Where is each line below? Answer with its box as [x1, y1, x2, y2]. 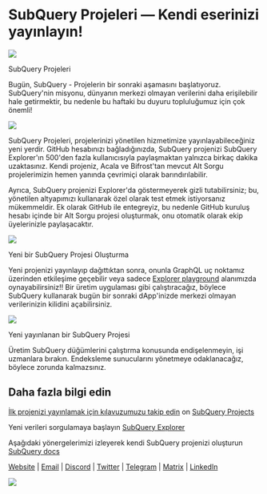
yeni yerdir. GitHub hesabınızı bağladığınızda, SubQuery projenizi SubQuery [8, 144, 257, 154]
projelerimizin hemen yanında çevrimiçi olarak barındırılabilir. [8, 170, 208, 179]
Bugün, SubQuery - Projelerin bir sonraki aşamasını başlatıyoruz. [8, 79, 221, 89]
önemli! [8, 105, 33, 114]
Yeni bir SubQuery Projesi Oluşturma [8, 250, 130, 259]
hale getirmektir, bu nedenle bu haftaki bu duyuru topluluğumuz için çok [8, 96, 245, 106]
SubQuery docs [8, 446, 60, 456]
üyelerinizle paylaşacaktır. [8, 219, 94, 229]
